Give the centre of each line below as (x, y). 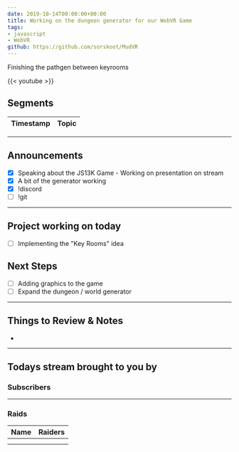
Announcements (45, 156)
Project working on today (64, 226)
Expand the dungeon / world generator (75, 291)
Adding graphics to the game (60, 283)
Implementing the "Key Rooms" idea (71, 243)
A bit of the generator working (62, 181)
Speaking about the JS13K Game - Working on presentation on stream (121, 173)
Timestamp (31, 123)
